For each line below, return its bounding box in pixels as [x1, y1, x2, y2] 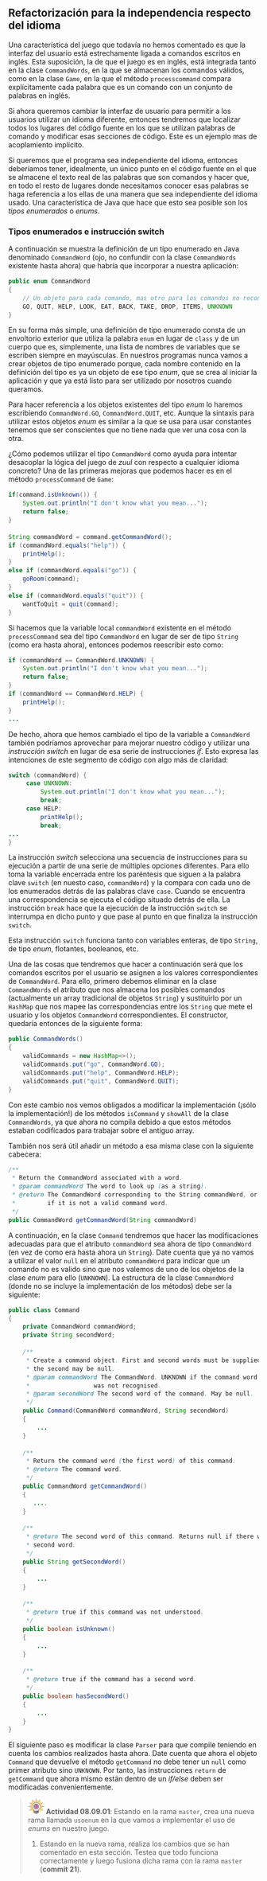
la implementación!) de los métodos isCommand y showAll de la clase [8, 1108, 229, 1118]
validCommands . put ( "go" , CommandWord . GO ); [22, 1060, 165, 1069]
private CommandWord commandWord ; [22, 1323, 137, 1331]
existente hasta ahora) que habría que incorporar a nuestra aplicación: [8, 261, 239, 271]
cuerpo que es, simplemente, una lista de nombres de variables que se [8, 342, 241, 352]
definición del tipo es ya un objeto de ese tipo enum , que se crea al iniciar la [8, 368, 257, 377]
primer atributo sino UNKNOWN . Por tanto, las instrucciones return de [8, 1766, 226, 1775]
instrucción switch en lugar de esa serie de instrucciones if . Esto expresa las [8, 746, 259, 755]
